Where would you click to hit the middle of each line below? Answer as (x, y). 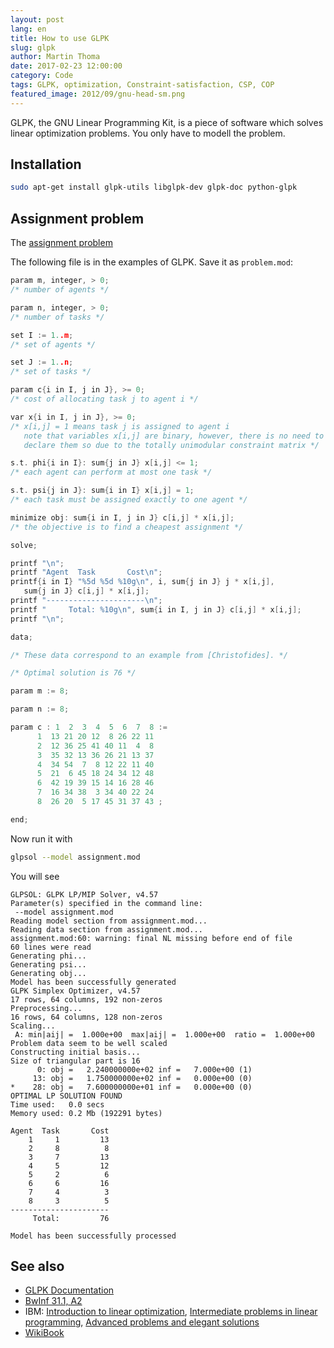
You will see (35, 876)
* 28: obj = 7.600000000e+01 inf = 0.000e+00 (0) (131, 1087)
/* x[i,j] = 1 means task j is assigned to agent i (120, 426)
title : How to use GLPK (60, 38)
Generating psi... (48, 964)
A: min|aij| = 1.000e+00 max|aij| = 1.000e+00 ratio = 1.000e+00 (164, 1034)
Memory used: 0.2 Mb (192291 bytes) (86, 1113)
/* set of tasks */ (51, 372)
